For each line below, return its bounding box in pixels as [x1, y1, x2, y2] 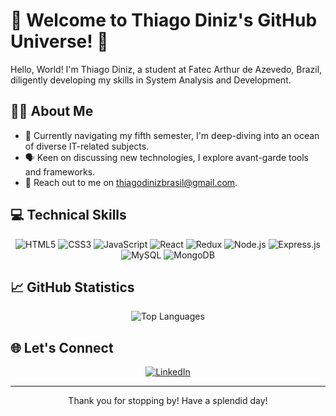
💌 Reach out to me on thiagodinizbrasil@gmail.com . [24, 176, 238, 188]
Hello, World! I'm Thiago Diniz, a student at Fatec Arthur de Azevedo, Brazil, [10, 63, 323, 75]
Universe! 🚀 [10, 30, 109, 53]
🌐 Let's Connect [10, 339, 114, 356]
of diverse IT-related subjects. [24, 140, 150, 152]
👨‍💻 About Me [10, 103, 94, 120]
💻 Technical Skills [10, 207, 127, 224]
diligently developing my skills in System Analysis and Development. [10, 74, 292, 86]
